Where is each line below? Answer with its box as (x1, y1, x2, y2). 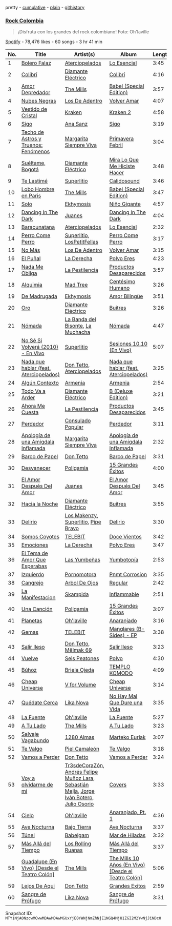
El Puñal (21, 255, 41, 262)
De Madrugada (21, 293, 57, 300)
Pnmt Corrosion (109, 571, 147, 578)
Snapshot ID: (5, 910, 33, 917)
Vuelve (21, 655, 38, 662)
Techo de (21, 129, 45, 136)
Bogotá (21, 166, 39, 173)
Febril (109, 142, 123, 149)
